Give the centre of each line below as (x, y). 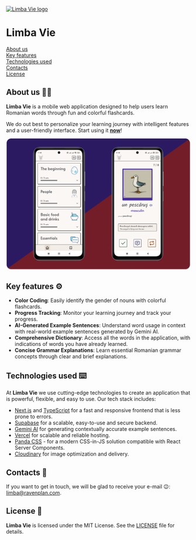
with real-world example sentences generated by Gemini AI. (87, 332)
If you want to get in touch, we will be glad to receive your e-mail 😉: (88, 486)
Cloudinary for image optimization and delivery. (72, 454)
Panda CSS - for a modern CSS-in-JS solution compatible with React (97, 441)
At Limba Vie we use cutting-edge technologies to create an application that (98, 393)
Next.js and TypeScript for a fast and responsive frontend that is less (97, 410)
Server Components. (39, 448)
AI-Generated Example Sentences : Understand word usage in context (100, 325)
